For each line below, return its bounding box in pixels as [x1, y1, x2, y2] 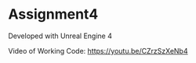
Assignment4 [8, 5, 99, 23]
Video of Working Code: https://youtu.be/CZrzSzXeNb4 [8, 46, 188, 55]
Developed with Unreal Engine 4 [8, 31, 112, 40]
